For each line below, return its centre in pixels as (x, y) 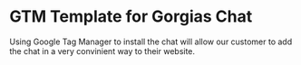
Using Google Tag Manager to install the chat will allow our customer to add (151, 42)
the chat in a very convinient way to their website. (102, 51)
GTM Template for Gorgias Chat (131, 17)
